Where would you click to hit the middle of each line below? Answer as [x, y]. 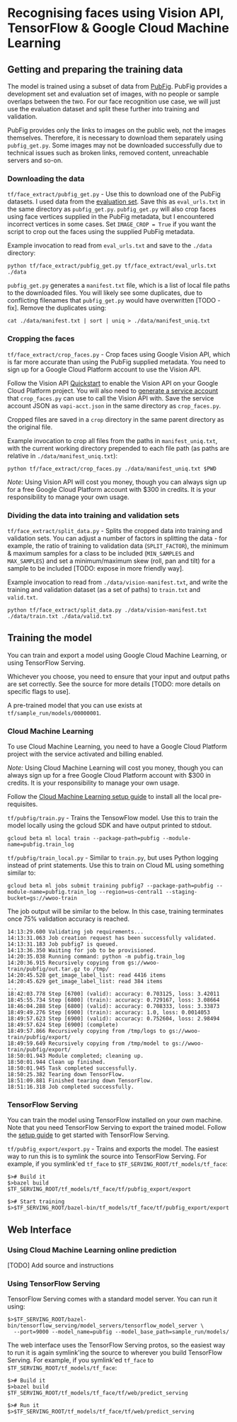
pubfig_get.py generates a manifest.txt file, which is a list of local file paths [119, 286]
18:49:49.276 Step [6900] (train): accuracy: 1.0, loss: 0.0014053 [109, 1012]
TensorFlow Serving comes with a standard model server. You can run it [112, 1299]
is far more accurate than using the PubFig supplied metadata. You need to [117, 362]
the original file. [30, 427]
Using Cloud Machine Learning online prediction [92, 1250]
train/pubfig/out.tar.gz [44, 969]
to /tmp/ [96, 969]
